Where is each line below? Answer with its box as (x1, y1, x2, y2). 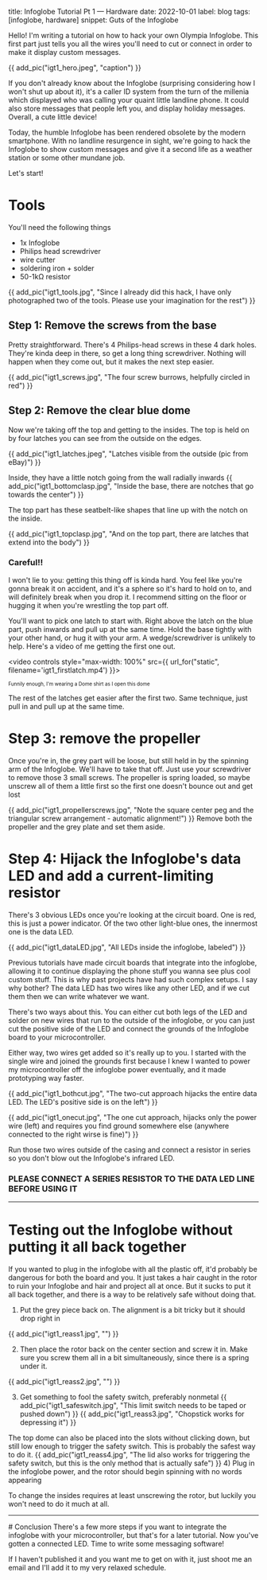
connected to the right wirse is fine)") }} (8, 1129, 139, 1139)
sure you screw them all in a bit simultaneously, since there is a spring (19, 1352, 250, 1362)
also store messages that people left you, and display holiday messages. (8, 103, 246, 113)
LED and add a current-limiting (8, 867, 215, 884)
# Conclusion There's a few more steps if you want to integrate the (8, 1522, 227, 1531)
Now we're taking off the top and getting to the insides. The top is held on (8, 425, 250, 435)
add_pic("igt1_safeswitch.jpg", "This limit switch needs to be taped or (19, 1400, 246, 1410)
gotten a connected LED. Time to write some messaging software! (8, 1539, 225, 1548)
